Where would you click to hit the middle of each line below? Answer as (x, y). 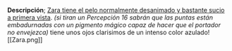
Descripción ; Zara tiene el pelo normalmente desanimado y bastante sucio (116, 10)
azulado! (197, 32)
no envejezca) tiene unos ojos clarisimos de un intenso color (95, 32)
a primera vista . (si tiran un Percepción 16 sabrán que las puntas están (110, 17)
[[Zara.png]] (25, 40)
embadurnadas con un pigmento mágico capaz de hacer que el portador (114, 25)
